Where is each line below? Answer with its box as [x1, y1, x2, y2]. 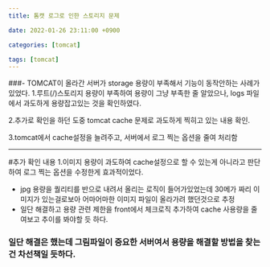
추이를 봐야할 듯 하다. [41, 215, 108, 224]
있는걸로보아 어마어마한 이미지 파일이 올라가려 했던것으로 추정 [41, 195, 235, 204]
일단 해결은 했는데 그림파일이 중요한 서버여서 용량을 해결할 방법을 [8, 236, 243, 248]
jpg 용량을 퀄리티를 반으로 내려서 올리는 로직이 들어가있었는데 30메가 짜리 [19, 184, 252, 194]
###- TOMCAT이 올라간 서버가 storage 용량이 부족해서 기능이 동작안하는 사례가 [8, 78, 260, 88]
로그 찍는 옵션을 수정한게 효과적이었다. [22, 167, 144, 177]
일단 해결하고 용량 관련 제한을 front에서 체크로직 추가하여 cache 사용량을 [19, 204, 249, 214]
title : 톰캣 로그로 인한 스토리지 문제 [8, 11, 120, 20]
